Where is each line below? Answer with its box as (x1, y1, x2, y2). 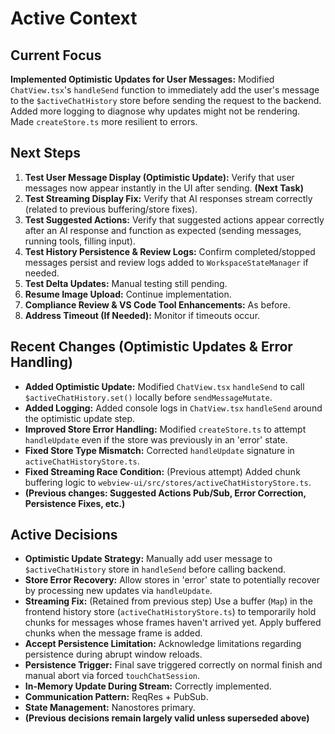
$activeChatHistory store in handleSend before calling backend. (24, 563, 287, 576)
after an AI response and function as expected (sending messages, (24, 224, 302, 236)
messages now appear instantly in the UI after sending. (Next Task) (24, 182, 304, 194)
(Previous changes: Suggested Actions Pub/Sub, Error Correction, (24, 487, 307, 499)
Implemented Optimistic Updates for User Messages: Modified (10, 73, 275, 85)
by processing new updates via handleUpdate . (24, 585, 213, 597)
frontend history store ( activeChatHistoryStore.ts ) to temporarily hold (24, 606, 317, 618)
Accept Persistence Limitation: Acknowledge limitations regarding (24, 638, 302, 650)
